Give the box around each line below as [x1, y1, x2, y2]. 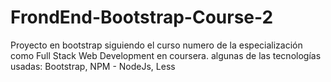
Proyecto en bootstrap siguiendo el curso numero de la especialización [10, 39, 303, 51]
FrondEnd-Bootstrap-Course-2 [10, 6, 274, 29]
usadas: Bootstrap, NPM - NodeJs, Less [10, 60, 176, 72]
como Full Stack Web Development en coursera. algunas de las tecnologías [10, 49, 322, 61]
